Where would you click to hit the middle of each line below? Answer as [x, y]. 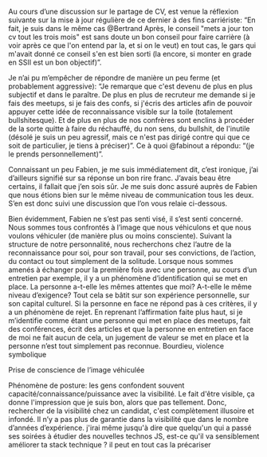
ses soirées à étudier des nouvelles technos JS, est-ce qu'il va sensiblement [134, 436]
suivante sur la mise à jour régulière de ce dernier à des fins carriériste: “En [132, 20]
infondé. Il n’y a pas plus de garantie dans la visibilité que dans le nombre [129, 419]
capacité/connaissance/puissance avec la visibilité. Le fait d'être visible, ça [132, 394]
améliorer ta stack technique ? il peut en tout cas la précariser [110, 445]
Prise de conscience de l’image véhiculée [77, 370]
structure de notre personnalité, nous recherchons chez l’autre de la [120, 244]
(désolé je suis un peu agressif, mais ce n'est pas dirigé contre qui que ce [129, 137]
